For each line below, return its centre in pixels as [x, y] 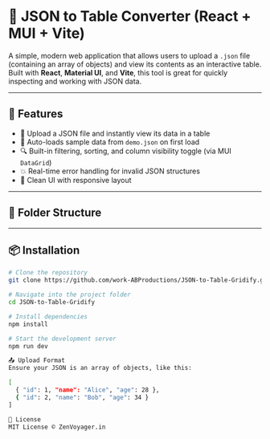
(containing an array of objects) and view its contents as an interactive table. [135, 64]
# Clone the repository [48, 273]
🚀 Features [36, 114]
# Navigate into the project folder [70, 295]
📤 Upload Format [37, 360]
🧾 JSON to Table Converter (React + [130, 16]
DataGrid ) [36, 162]
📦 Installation [44, 250]
